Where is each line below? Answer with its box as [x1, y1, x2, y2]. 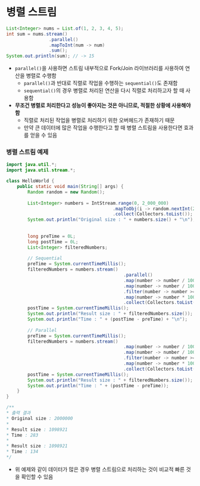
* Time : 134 [6, 449, 39, 455]
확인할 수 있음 [21, 473, 54, 480]
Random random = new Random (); [27, 189, 105, 195]
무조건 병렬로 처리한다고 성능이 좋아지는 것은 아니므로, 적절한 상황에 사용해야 [14, 102, 191, 109]
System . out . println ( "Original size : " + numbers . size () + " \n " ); [27, 217, 196, 223]
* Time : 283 [6, 432, 39, 438]
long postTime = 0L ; [27, 239, 79, 244]
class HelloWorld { [6, 178, 55, 184]
